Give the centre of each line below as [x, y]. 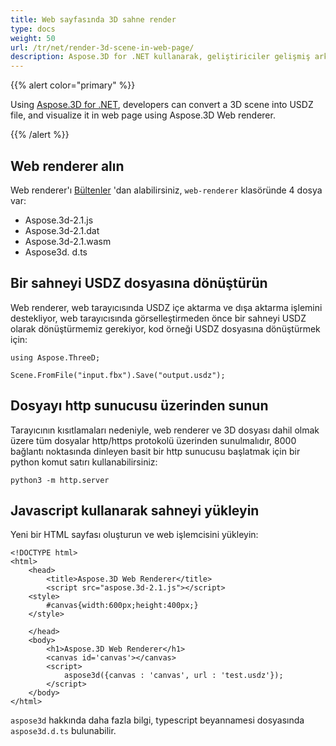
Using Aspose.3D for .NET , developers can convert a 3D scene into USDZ [162, 105]
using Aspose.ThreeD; [55, 357]
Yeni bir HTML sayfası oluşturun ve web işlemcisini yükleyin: [134, 535]
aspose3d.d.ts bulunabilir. [63, 731]
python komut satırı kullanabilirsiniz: [84, 462]
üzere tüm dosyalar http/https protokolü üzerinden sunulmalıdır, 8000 [153, 440]
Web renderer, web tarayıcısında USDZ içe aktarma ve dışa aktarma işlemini [166, 307]
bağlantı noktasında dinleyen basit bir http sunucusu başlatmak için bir [155, 451]
